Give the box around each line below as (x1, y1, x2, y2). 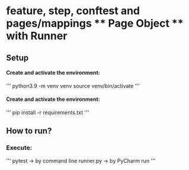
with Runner (6, 30, 68, 42)
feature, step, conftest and (6, 4, 140, 18)
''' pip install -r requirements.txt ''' (6, 109, 89, 116)
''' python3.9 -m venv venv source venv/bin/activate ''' (6, 82, 140, 89)
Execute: (6, 143, 33, 152)
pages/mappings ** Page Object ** (6, 17, 184, 30)
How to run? (6, 126, 52, 136)
